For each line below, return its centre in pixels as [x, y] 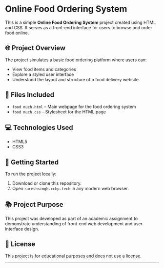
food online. [17, 33]
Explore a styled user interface [43, 74]
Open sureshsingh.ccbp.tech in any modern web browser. [71, 189]
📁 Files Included [30, 95]
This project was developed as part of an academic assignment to [72, 218]
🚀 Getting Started [32, 162]
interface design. [22, 229]
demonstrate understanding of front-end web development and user [74, 224]
